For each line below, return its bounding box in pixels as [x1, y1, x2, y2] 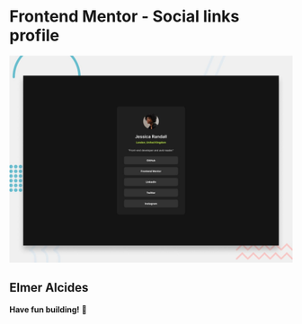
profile [9, 25, 60, 46]
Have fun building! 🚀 [9, 303, 87, 315]
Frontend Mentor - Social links [9, 6, 240, 27]
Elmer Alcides [9, 280, 89, 295]
